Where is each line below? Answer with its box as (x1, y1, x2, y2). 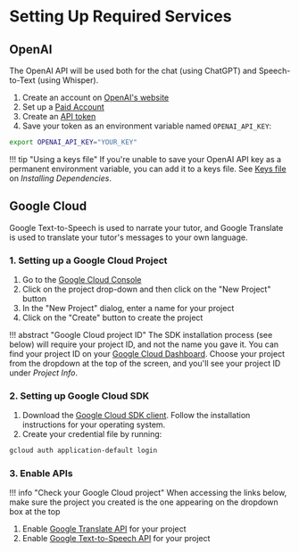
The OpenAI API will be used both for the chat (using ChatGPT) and (9, 65, 257, 76)
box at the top (9, 507, 61, 517)
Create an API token (21, 111, 96, 121)
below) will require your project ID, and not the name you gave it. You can (9, 339, 279, 350)
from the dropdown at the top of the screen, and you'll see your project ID (9, 358, 281, 368)
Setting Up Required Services (9, 6, 232, 27)
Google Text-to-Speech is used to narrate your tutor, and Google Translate (9, 222, 284, 233)
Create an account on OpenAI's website (21, 92, 170, 103)
